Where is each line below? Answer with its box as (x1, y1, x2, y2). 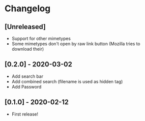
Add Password (11, 84, 42, 90)
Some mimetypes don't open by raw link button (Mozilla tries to (11, 41, 141, 47)
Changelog (4, 3, 51, 14)
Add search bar (11, 73, 44, 79)
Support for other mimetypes (11, 35, 71, 41)
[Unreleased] (4, 23, 46, 31)
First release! (11, 111, 38, 117)
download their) (11, 46, 44, 52)
